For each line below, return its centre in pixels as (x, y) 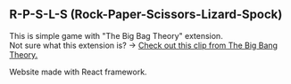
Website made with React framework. (78, 72)
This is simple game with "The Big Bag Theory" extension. (116, 35)
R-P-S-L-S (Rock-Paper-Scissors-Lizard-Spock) (146, 15)
